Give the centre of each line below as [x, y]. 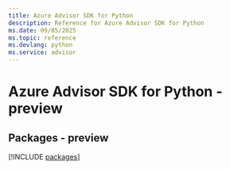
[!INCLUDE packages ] [44, 157]
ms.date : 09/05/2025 [43, 30]
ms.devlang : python [41, 45]
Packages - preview [58, 138]
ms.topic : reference [43, 38]
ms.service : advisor [43, 52]
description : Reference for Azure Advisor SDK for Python [106, 23]
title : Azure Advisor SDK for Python [71, 15]
